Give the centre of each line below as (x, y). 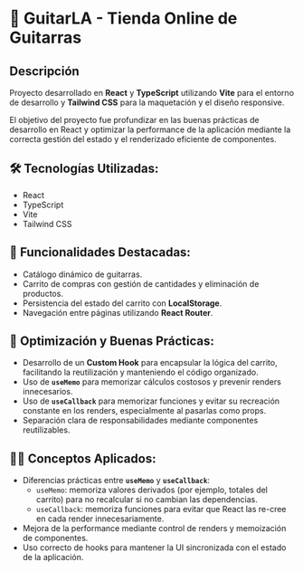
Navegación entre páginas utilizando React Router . (118, 312)
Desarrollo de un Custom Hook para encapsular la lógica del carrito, (150, 363)
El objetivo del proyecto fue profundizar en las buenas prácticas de (134, 120)
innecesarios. (47, 392)
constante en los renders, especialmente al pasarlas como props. (144, 411)
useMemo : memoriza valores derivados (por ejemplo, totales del (152, 490)
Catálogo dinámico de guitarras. (82, 274)
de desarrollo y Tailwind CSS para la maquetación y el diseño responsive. (147, 102)
